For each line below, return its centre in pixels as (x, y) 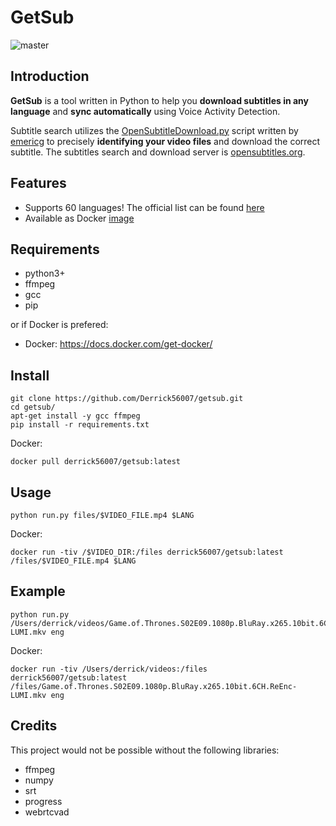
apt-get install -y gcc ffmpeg (75, 416)
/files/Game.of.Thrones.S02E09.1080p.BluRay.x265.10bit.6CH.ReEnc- (154, 686)
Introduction (50, 76)
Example (38, 591)
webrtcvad (47, 812)
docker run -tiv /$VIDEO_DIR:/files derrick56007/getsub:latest (147, 552)
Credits (34, 726)
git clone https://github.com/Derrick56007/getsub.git (127, 399)
